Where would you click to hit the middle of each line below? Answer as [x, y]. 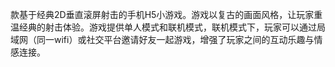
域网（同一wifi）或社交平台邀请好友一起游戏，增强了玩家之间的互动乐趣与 [162, 39]
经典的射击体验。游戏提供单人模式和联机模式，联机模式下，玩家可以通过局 [172, 27]
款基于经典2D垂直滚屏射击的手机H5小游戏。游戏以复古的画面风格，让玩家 [162, 14]
